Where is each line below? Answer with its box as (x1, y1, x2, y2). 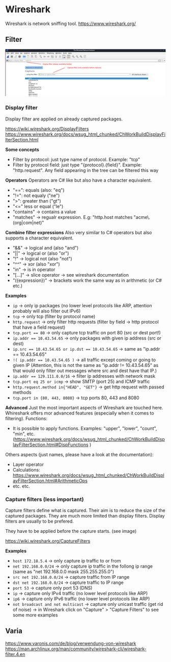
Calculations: (12, 467, 40, 473)
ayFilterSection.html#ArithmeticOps (12, 477, 88, 483)
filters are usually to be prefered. (5, 518, 74, 524)
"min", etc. (12, 430, 35, 437)
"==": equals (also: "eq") (12, 187, 65, 193)
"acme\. (133, 214, 150, 220)
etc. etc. (12, 483, 31, 489)
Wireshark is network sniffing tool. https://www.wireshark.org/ (5, 20, 136, 27)
